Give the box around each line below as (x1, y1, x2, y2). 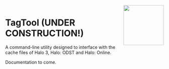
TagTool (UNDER (5, 17, 75, 28)
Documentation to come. (5, 59, 57, 65)
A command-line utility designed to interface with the (5, 44, 116, 50)
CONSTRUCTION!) (5, 27, 84, 39)
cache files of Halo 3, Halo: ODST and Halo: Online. (5, 49, 112, 55)
